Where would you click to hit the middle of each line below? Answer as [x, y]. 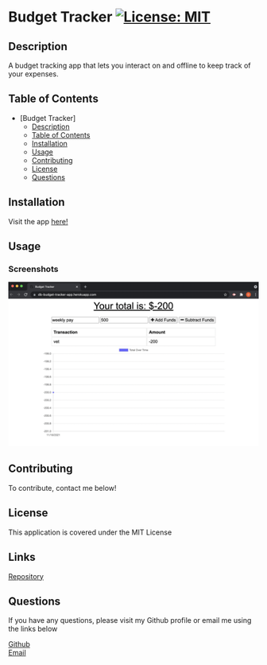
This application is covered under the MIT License [90, 532]
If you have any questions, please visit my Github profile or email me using [130, 620]
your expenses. [33, 74]
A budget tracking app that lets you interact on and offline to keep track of [130, 65]
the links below [33, 629]
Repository [26, 576]
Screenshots [33, 269]
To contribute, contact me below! [62, 488]
